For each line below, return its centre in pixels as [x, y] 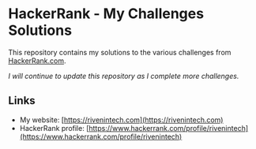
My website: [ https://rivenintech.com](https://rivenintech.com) [121, 120]
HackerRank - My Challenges [106, 14]
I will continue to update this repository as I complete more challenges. [124, 76]
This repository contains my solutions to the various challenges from [120, 52]
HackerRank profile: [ [54, 128]
